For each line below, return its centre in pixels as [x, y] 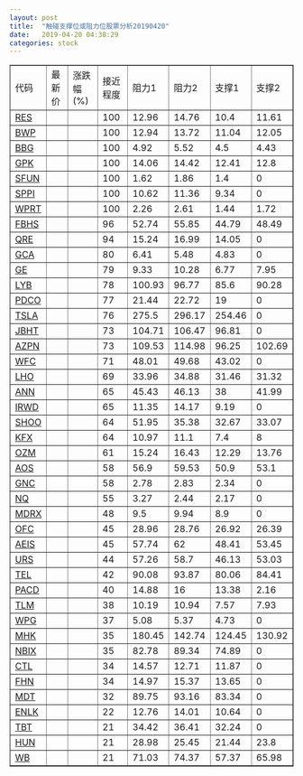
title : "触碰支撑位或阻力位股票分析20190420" [89, 26]
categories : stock [44, 43]
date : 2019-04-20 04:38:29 [64, 34]
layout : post [34, 18]
